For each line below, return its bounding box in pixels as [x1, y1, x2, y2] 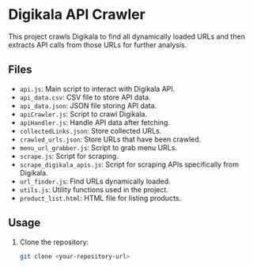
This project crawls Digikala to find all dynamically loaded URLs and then [8, 32, 245, 41]
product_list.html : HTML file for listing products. [19, 193, 182, 202]
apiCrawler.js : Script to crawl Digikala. [19, 109, 148, 119]
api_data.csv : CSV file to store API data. [19, 92, 151, 102]
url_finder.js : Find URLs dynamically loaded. [19, 176, 172, 186]
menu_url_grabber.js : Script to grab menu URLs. [19, 142, 178, 152]
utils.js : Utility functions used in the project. [19, 184, 168, 194]
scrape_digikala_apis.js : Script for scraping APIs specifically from [19, 160, 240, 169]
